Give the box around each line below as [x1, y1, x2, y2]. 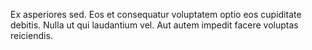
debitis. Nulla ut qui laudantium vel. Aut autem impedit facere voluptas [10, 19, 299, 31]
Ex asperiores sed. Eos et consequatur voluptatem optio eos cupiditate [10, 9, 302, 20]
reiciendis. [10, 30, 53, 41]
